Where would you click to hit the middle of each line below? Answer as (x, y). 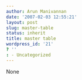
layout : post (22, 22)
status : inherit (26, 33)
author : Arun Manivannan (36, 11)
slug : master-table (30, 28)
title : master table (31, 39)
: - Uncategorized (28, 55)
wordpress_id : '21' (30, 44)
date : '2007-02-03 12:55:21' (42, 17)
